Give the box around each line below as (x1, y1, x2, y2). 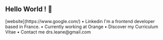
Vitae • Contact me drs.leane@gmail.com (5, 28, 91, 35)
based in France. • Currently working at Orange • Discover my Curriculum (5, 23, 158, 29)
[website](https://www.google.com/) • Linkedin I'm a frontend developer (5, 18, 155, 24)
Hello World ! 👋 (5, 5, 53, 13)
